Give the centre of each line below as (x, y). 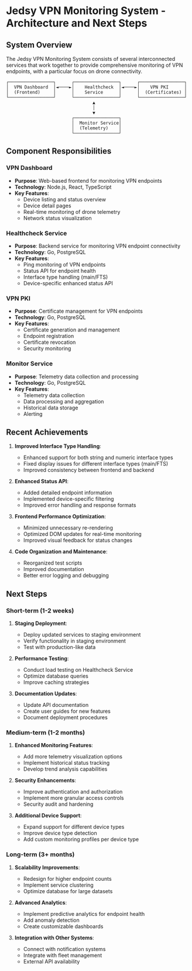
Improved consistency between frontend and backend (88, 470)
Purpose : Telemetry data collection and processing (76, 377)
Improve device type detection (60, 833)
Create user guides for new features (67, 711)
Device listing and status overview (65, 199)
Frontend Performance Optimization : (60, 517)
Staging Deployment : (41, 623)
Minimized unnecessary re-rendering (68, 528)
